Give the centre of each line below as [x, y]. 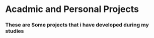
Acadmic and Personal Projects [72, 9]
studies [15, 31]
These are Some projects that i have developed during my [77, 25]
